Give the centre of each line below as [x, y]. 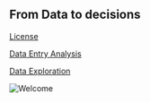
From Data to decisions [75, 15]
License [24, 36]
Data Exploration [40, 71]
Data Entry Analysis [46, 54]
